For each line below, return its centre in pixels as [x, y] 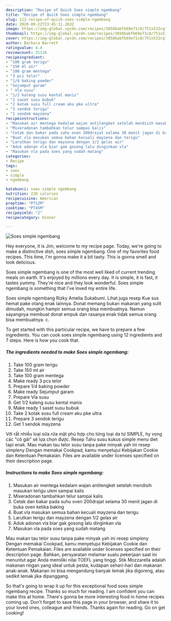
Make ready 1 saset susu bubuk [46, 408]
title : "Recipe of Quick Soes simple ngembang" [57, 15]
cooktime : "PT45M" [25, 208]
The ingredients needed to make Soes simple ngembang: [67, 352]
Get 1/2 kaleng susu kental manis [48, 403]
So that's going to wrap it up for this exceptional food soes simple [75, 586]
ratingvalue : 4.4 [24, 48]
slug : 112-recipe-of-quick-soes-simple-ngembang [58, 19]
